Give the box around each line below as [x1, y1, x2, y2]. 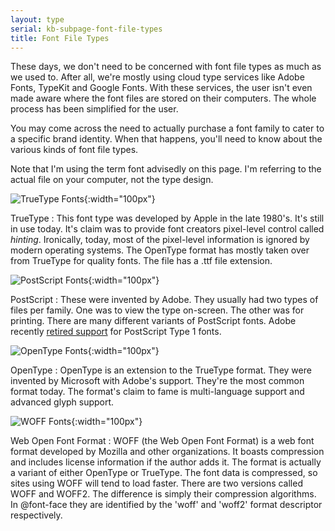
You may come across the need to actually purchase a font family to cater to [10, 122, 325, 135]
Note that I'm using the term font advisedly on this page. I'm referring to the [10, 163, 322, 175]
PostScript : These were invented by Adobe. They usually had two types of [10, 294, 319, 306]
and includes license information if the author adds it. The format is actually [10, 456, 322, 468]
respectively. [10, 509, 63, 521]
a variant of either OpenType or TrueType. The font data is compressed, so [10, 467, 318, 479]
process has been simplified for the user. [10, 103, 179, 115]
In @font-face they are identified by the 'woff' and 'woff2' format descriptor [10, 499, 323, 511]
